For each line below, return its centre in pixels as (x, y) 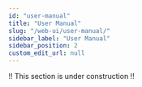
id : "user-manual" (39, 16)
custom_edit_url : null (47, 53)
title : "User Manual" (45, 23)
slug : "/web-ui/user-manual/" (60, 31)
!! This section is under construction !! (72, 76)
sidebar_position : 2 (43, 46)
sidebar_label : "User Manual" (60, 38)
